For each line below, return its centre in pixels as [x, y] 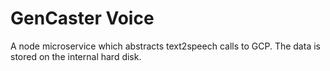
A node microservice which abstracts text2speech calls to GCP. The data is [165, 46]
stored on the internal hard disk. [76, 56]
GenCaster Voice [82, 18]
